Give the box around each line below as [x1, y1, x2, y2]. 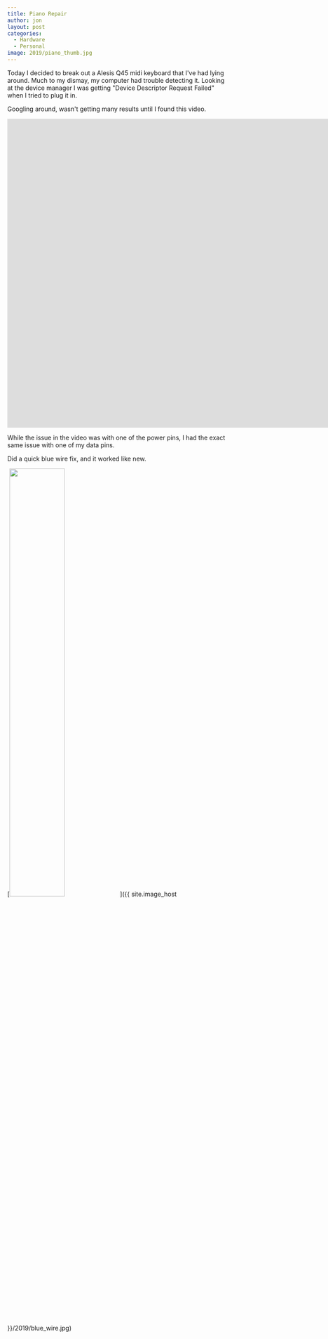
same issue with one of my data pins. [7, 440, 115, 449]
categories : [7, 29, 42, 37]
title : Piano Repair [7, 10, 68, 18]
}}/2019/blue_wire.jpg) [7, 1324, 72, 1332]
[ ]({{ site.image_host [7, 890, 177, 898]
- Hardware [13, 37, 46, 44]
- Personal [13, 43, 46, 50]
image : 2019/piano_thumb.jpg [7, 50, 93, 57]
